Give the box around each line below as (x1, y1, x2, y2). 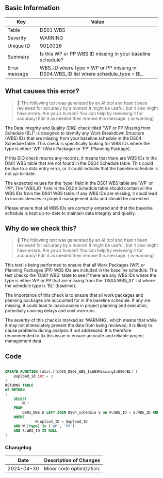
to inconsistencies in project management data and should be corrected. (5, 195, 150, 201)
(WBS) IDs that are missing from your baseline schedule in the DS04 (5, 135, 142, 141)
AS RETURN (5, 387, 25, 392)
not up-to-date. (5, 171, 36, 176)
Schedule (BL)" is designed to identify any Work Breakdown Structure (5, 130, 145, 136)
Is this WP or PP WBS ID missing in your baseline (39, 50, 151, 57)
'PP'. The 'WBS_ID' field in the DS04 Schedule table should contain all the (5, 185, 152, 191)
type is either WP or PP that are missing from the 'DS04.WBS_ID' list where (5, 278, 155, 284)
